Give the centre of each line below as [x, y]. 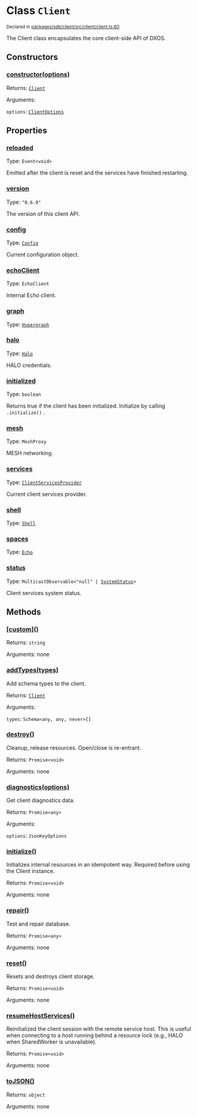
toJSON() [20, 1081]
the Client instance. [30, 871]
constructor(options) [38, 75]
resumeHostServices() [40, 1016]
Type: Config [22, 242]
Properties [27, 131]
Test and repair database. [39, 924]
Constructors [32, 58]
